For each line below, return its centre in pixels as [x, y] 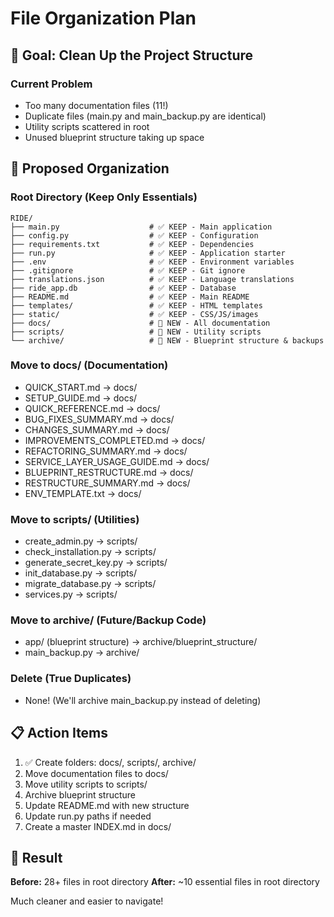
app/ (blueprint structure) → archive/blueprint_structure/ [141, 642]
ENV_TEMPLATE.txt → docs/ [83, 493]
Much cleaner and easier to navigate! [87, 901]
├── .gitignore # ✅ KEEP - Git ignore [128, 270]
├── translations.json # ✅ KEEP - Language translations [152, 279]
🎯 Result [36, 857]
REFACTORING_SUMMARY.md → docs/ [106, 451]
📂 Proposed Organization [90, 168]
